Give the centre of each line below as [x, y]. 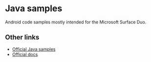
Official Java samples [34, 49]
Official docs [25, 54]
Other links [22, 37]
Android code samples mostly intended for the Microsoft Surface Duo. [76, 22]
